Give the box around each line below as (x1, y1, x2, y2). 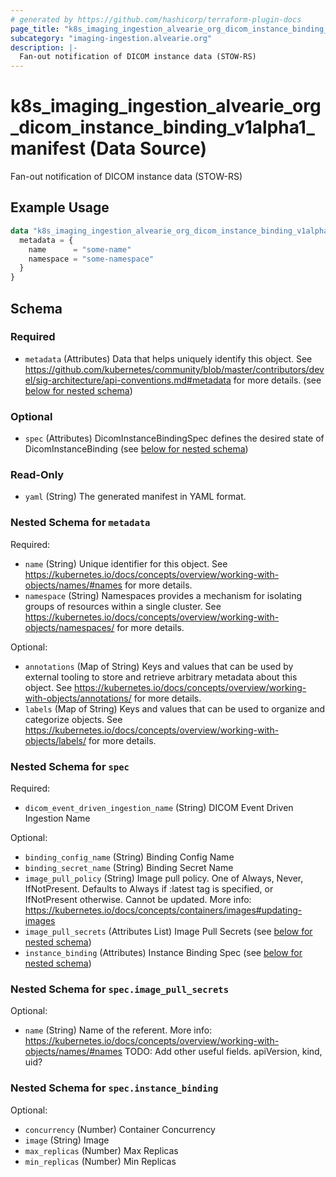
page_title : (10, 24, 60, 34)
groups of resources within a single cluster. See (24, 600, 222, 612)
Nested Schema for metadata (10, 516, 151, 530)
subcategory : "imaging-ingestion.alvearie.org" (10, 33, 213, 43)
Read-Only (10, 468, 65, 482)
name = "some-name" (28, 244, 132, 255)
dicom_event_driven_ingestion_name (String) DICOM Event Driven (24, 802, 294, 813)
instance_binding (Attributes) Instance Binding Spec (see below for (24, 947, 303, 958)
